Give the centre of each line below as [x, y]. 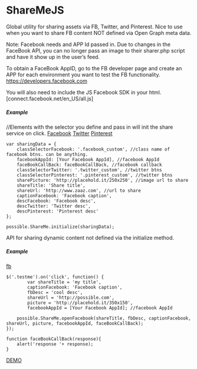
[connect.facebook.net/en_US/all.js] [50, 99]
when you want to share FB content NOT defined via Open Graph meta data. [99, 32]
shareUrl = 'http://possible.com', [71, 298]
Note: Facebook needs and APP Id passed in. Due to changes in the [88, 44]
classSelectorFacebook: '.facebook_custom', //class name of [93, 149]
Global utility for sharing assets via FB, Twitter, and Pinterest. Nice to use [94, 27]
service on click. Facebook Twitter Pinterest [60, 133]
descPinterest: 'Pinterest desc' [58, 211]
